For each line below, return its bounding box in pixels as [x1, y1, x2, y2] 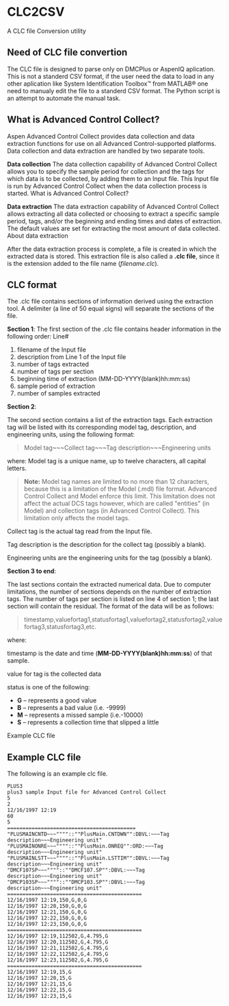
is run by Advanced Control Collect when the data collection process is [7, 182, 207, 190]
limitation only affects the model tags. [23, 514, 130, 522]
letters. [7, 464, 27, 473]
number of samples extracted [16, 389, 100, 397]
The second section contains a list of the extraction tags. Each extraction [7, 416, 213, 424]
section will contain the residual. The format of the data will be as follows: [7, 602, 214, 611]
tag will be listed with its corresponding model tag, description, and [7, 423, 197, 432]
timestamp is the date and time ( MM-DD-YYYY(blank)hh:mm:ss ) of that [7, 649, 213, 658]
